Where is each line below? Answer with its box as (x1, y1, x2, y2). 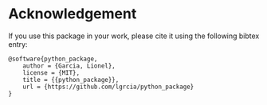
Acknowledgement (8, 5, 137, 23)
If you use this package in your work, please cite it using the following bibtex (8, 31, 260, 41)
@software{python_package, (8, 55, 98, 63)
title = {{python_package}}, (22, 76, 120, 84)
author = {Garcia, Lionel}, (22, 61, 116, 70)
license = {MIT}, (22, 68, 80, 76)
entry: (8, 39, 28, 49)
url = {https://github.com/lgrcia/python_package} (22, 83, 194, 91)
